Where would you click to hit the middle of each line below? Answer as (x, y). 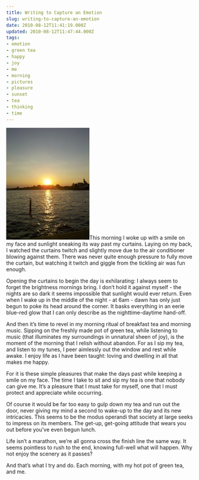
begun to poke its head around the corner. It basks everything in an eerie (95, 306)
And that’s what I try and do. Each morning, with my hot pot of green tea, (95, 465)
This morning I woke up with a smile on (137, 237)
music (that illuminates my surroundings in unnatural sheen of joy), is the (95, 336)
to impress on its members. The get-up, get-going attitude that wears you (96, 423)
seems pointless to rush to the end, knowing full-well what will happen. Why (99, 447)
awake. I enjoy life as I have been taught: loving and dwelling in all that (92, 355)
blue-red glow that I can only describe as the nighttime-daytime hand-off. (96, 312)
